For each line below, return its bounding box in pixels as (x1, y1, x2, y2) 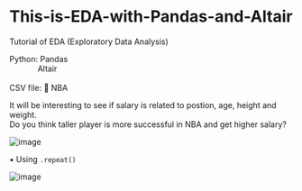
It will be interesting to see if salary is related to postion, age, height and (9, 99, 277, 110)
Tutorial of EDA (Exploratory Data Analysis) (9, 36, 169, 47)
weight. (9, 109, 38, 120)
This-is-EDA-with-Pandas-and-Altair (9, 6, 293, 27)
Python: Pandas (9, 53, 69, 64)
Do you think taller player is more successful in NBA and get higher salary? (9, 119, 287, 130)
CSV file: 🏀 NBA (9, 82, 69, 93)
